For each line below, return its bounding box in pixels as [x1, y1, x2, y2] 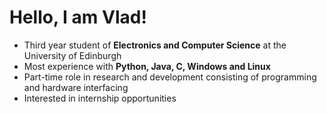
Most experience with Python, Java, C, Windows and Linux [23, 60, 271, 72]
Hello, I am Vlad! [9, 6, 147, 29]
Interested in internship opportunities [23, 92, 177, 104]
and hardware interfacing [23, 81, 129, 93]
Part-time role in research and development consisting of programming [23, 71, 317, 83]
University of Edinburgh [23, 49, 122, 61]
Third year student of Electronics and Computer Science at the [23, 39, 287, 51]
